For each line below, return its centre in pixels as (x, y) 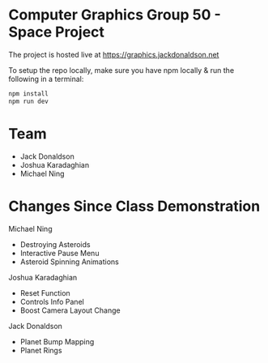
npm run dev (28, 101)
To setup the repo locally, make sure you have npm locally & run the (121, 70)
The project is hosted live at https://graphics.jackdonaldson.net (114, 54)
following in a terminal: (46, 79)
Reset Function (45, 293)
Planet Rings (41, 350)
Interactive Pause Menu (60, 253)
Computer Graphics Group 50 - (115, 15)
